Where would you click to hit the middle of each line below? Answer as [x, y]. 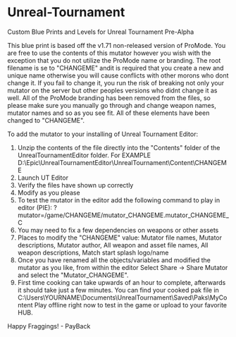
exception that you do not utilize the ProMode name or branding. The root [114, 60]
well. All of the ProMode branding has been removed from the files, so [109, 98]
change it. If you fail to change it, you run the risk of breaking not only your [116, 82]
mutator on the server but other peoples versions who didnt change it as [112, 90]
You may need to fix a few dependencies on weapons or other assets [118, 230]
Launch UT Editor [43, 178]
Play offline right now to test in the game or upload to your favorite [131, 305]
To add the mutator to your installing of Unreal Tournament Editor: [103, 134]
